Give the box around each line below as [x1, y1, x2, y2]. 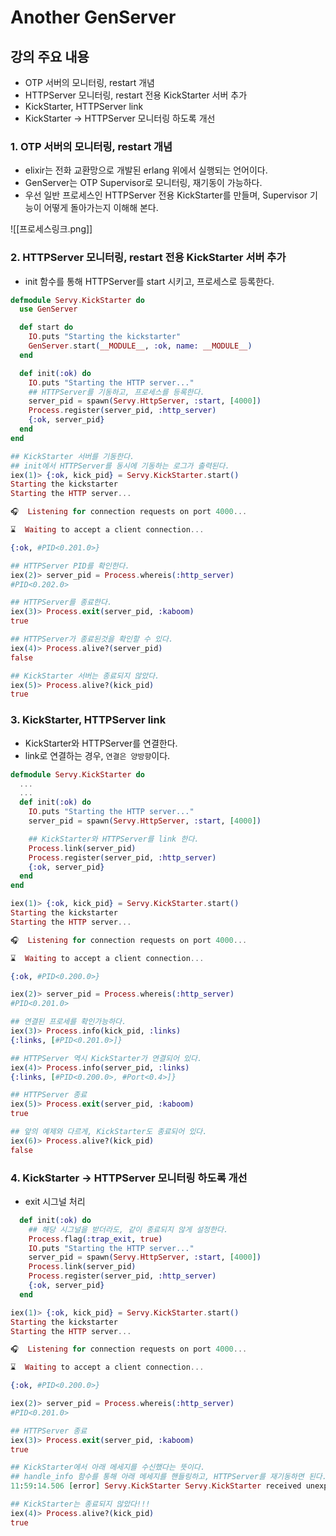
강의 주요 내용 [10, 48, 90, 65]
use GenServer [19, 304, 78, 315]
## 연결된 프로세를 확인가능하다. [10, 1017, 127, 1027]
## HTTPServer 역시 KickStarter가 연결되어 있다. [10, 1053, 203, 1063]
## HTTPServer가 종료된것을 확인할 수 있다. [10, 634, 174, 645]
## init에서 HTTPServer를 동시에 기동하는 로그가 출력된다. [10, 461, 230, 471]
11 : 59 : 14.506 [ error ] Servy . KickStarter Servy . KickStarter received [10, 1481, 302, 1491]
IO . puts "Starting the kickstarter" [28, 332, 182, 342]
